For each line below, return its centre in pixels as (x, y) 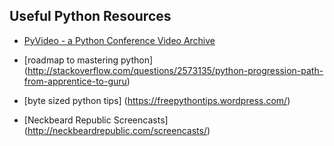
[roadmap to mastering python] (88, 60)
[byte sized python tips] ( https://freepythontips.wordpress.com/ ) (157, 100)
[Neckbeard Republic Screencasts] (96, 120)
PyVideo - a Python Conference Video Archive (119, 40)
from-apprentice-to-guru (75, 81)
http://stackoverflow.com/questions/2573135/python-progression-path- (175, 70)
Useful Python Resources (90, 16)
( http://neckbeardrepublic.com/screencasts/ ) (117, 130)
